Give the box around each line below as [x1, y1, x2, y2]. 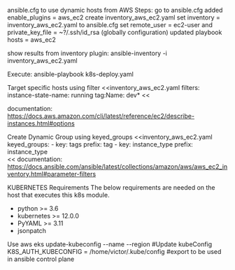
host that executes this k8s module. [7, 191, 110, 199]
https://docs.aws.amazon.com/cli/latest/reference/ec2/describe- [7, 112, 194, 120]
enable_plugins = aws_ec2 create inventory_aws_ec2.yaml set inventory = [7, 13, 220, 22]
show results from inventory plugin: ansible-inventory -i [7, 49, 168, 57]
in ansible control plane [7, 255, 75, 263]
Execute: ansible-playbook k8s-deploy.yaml [7, 70, 134, 78]
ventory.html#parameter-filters [7, 170, 97, 178]
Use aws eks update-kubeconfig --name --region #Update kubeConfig [7, 240, 213, 248]
